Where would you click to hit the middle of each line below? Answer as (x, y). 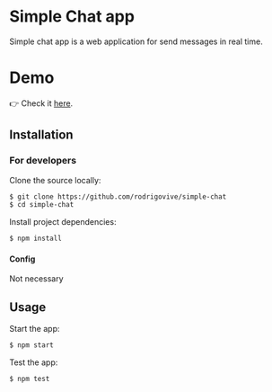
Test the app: (34, 362)
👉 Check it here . (41, 103)
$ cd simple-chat (42, 205)
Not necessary (37, 279)
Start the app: (35, 329)
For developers (43, 161)
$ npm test (30, 379)
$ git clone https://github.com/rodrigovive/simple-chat (118, 196)
